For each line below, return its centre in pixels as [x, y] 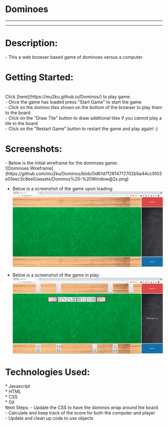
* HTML [13, 391]
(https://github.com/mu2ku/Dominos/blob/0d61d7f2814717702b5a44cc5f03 [83, 173]
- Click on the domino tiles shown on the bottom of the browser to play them [84, 107]
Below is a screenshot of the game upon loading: [63, 188]
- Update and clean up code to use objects [49, 418]
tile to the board [21, 123]
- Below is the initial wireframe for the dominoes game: [62, 163]
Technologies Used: [47, 372]
